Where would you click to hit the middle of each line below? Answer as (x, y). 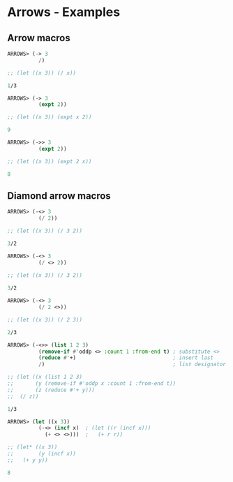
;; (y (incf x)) (42, 454)
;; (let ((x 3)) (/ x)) (42, 73)
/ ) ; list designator (132, 364)
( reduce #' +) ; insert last (126, 358)
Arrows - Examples (64, 12)
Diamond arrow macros (59, 196)
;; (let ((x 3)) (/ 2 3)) (45, 319)
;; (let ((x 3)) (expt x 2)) (50, 117)
